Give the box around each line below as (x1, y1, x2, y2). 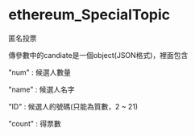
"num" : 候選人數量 (8, 67, 71, 77)
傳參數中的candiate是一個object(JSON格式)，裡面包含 (8, 50, 189, 60)
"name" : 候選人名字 (8, 84, 75, 94)
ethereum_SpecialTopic (8, 6, 171, 24)
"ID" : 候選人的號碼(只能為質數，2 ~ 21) (8, 101, 139, 111)
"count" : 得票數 (8, 118, 62, 128)
